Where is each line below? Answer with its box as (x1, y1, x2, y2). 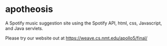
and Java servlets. (5, 25, 44, 31)
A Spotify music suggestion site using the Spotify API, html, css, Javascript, (5, 20, 162, 26)
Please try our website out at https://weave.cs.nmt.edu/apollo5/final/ (5, 35, 147, 41)
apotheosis (5, 3, 53, 15)
